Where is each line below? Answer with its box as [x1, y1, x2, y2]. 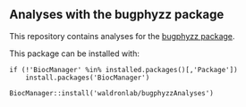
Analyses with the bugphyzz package [9, 7, 225, 22]
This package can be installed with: [9, 48, 140, 59]
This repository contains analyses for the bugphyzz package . [9, 30, 235, 41]
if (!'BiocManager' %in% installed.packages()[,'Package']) [9, 65, 239, 74]
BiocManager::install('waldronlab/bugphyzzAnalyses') [9, 88, 215, 97]
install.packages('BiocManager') [25, 73, 150, 82]
